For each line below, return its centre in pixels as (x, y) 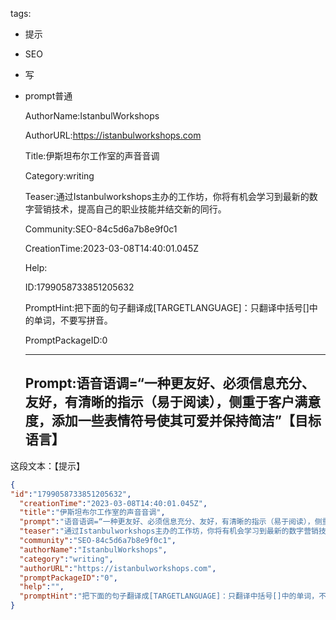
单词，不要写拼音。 (73, 320)
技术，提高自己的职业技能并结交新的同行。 (139, 209)
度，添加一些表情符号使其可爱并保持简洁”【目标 (173, 421)
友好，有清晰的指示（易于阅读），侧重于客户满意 (173, 402)
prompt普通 (48, 96)
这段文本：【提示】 (47, 465)
